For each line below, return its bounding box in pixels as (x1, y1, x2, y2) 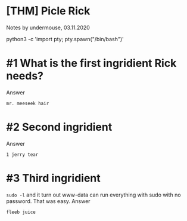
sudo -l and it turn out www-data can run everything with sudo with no (6, 191, 181, 198)
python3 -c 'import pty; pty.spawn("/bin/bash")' (6, 35, 124, 42)
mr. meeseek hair (6, 100, 49, 106)
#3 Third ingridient (6, 171, 101, 185)
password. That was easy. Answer (6, 197, 91, 204)
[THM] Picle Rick (6, 4, 91, 18)
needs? (6, 69, 43, 83)
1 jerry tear (6, 151, 39, 158)
